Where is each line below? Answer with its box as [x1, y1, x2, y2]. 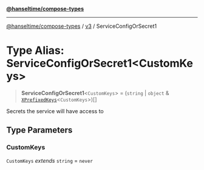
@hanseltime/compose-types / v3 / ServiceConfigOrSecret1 [6, 22, 157, 30]
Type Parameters [6, 125, 73, 136]
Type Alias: [6, 44, 65, 57]
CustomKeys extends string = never [6, 157, 93, 164]
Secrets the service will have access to [6, 107, 104, 114]
